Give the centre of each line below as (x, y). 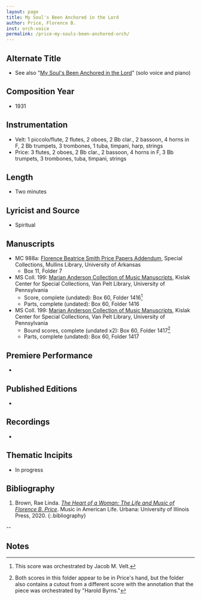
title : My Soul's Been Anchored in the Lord (63, 17)
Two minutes (31, 192)
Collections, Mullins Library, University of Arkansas (78, 265)
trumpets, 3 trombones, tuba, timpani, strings (71, 158)
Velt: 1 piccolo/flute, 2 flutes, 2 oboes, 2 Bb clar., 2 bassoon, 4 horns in (102, 139)
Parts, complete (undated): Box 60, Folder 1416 (81, 304)
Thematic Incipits (39, 455)
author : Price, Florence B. (41, 23)
